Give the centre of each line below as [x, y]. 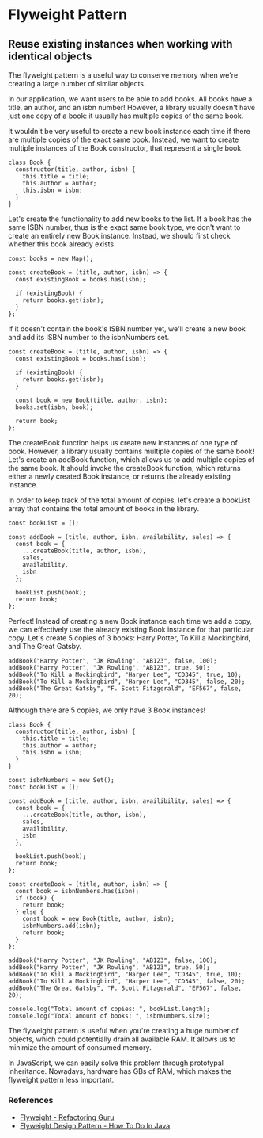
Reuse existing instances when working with [120, 44]
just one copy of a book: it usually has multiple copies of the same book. [126, 116]
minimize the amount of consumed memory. [80, 1047]
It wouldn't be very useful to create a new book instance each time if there [129, 131]
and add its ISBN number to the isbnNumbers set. [89, 337]
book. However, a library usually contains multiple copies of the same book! [131, 451]
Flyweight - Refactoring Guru [67, 1117]
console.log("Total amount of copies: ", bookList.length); [109, 1009]
